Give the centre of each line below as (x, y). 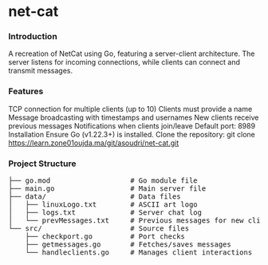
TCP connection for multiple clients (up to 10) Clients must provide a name (130, 109)
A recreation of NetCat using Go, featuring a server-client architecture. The (132, 53)
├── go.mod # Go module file (103, 181)
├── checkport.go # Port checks (105, 237)
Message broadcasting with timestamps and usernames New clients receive (134, 117)
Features (26, 92)
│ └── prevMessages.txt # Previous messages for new (126, 221)
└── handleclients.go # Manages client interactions (139, 253)
